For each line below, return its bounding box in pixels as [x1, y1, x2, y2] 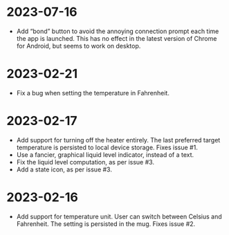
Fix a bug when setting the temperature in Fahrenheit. [16, 88, 170, 97]
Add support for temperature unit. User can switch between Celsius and [16, 212, 222, 220]
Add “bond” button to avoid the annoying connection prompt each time [16, 27, 219, 35]
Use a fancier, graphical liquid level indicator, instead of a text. [16, 150, 194, 159]
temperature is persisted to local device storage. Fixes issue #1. [16, 143, 198, 151]
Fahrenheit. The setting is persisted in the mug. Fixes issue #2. [16, 219, 196, 228]
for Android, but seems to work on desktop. [16, 41, 141, 50]
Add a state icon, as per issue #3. [16, 165, 112, 173]
